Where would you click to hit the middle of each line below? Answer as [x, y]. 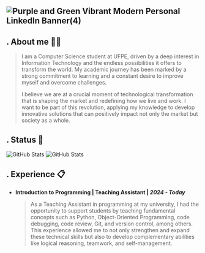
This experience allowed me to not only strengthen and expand [110, 230]
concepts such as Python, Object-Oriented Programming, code [110, 217]
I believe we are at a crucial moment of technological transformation [107, 94]
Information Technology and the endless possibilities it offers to [101, 63]
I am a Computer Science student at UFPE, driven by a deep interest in [110, 56]
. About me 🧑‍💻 [34, 41]
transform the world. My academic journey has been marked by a [104, 70]
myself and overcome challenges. [64, 83]
